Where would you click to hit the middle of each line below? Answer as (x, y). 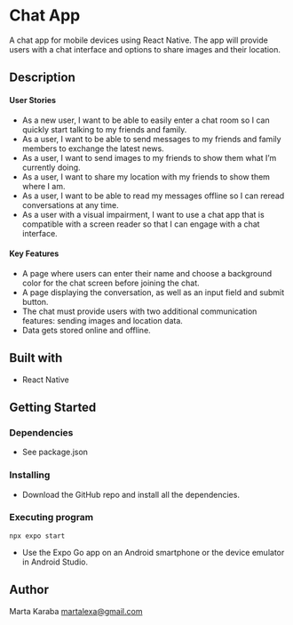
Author (29, 590)
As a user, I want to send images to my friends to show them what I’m (149, 157)
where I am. (44, 186)
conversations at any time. (71, 204)
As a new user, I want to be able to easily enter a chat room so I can (146, 120)
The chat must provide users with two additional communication (139, 311)
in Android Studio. (55, 562)
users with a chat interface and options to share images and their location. (145, 49)
